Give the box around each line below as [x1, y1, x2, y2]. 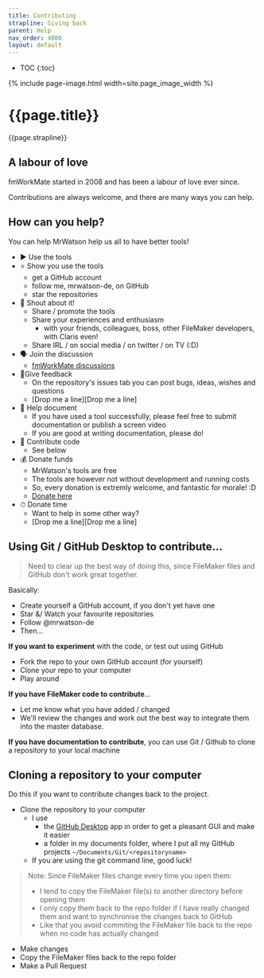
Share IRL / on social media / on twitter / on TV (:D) [31, 340, 199, 350]
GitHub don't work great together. [27, 569, 139, 579]
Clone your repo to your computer [19, 665, 132, 675]
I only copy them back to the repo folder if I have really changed [39, 903, 250, 913]
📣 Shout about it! [19, 298, 75, 307]
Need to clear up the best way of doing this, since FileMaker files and [27, 561, 256, 570]
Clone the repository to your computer [19, 805, 146, 815]
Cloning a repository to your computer [8, 768, 202, 781]
